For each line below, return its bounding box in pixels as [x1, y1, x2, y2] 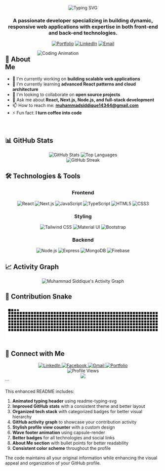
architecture [12, 86, 39, 92]
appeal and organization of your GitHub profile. [5, 460, 101, 466]
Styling [74, 213, 92, 219]
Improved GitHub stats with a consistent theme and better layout [12, 403, 146, 409]
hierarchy [12, 414, 32, 420]
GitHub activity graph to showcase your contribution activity [12, 419, 137, 425]
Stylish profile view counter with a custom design [12, 425, 115, 430]
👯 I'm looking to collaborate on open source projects [12, 91, 121, 98]
